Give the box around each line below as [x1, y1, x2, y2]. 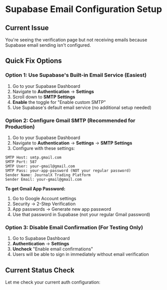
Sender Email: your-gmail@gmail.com [5, 177, 82, 182]
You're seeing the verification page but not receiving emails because [5, 37, 147, 43]
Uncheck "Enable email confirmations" [12, 246, 93, 252]
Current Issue [5, 24, 49, 32]
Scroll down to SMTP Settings [12, 94, 75, 100]
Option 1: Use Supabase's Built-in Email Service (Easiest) [5, 72, 147, 79]
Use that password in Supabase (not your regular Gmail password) [12, 211, 150, 217]
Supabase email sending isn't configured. [5, 42, 91, 48]
